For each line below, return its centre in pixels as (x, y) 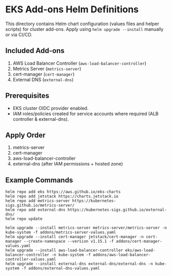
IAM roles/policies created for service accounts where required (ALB (85, 114)
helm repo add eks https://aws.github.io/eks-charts (63, 192)
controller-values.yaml (31, 260)
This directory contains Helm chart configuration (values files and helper (82, 24)
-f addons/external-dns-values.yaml (61, 268)
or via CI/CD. (19, 34)
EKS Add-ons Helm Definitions (72, 10)
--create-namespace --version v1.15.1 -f (69, 242)
